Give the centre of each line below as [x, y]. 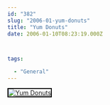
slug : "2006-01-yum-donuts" [49, 21]
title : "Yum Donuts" [38, 27]
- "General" [32, 72]
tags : [15, 59]
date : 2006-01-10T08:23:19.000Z [55, 34]
